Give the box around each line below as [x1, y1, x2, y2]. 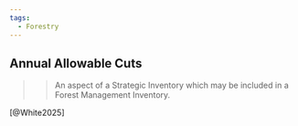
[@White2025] [9, 107, 66, 119]
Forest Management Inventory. [54, 89, 171, 100]
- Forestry [17, 22, 59, 31]
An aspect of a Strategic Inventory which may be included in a [54, 79, 290, 91]
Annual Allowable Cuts [9, 56, 143, 71]
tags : [9, 13, 30, 23]
